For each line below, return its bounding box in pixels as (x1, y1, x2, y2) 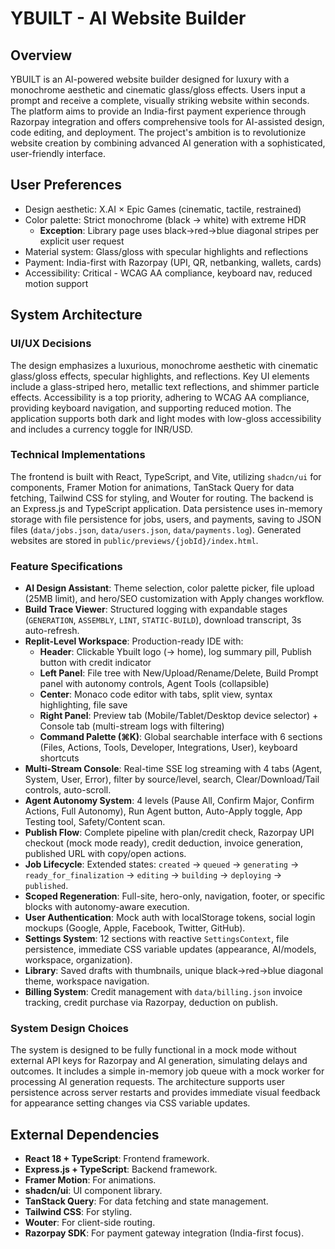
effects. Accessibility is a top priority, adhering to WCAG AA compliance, (10, 391, 310, 403)
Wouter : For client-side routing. (24, 1217, 156, 1229)
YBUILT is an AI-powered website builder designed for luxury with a (10, 73, 290, 85)
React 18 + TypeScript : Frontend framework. (24, 1153, 210, 1165)
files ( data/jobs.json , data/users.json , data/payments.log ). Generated (10, 523, 302, 536)
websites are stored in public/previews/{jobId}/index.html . (10, 534, 259, 546)
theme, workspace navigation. (24, 975, 150, 987)
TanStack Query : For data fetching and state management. (24, 1195, 269, 1207)
